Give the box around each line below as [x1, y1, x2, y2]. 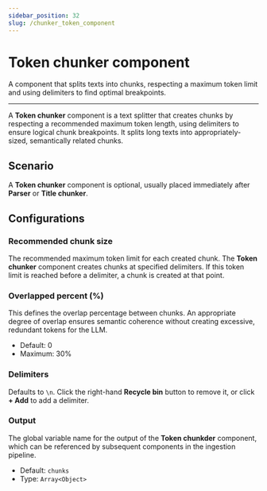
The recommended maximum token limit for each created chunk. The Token [8, 253, 258, 263]
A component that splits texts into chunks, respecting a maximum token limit [8, 79, 258, 89]
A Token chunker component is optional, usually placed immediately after [8, 180, 250, 190]
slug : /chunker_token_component [8, 19, 115, 27]
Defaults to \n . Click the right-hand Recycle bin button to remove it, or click [8, 387, 255, 396]
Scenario [8, 159, 54, 172]
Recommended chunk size [8, 235, 113, 246]
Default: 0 [19, 341, 53, 350]
